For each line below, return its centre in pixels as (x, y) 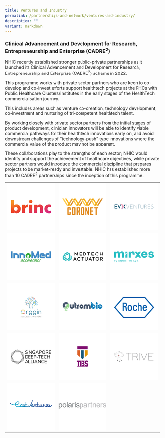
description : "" (22, 21)
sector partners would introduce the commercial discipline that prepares (78, 164)
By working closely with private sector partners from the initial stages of (78, 123)
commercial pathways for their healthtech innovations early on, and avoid (79, 133)
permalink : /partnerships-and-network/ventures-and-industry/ (70, 16)
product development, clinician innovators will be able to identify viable (77, 128)
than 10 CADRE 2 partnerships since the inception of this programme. (74, 175)
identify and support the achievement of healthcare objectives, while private (82, 158)
